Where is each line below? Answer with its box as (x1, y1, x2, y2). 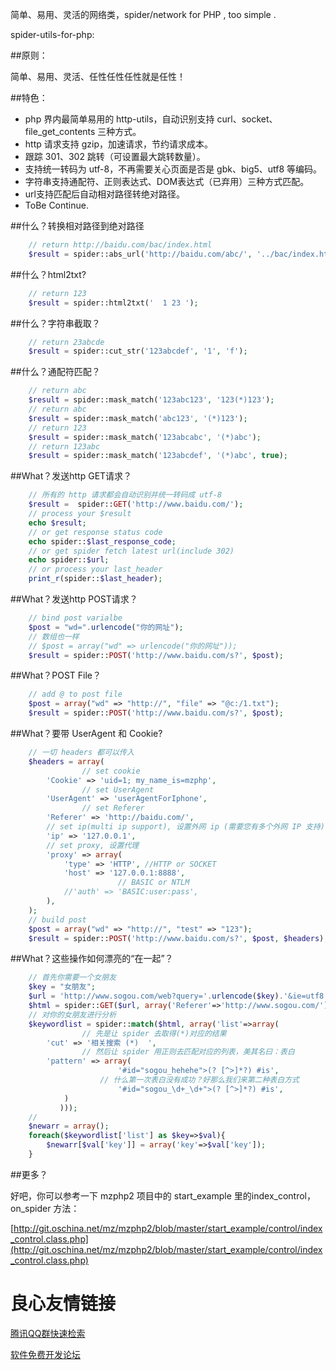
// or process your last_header (28, 564, 163, 575)
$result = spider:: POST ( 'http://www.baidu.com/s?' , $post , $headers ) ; (28, 933, 329, 943)
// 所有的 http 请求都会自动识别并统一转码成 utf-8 (28, 490, 223, 500)
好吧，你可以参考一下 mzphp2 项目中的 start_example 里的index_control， (10, 1189, 316, 1202)
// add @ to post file (28, 689, 123, 700)
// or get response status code (28, 527, 163, 537)
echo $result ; (28, 518, 87, 528)
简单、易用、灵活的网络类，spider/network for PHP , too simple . (10, 9, 277, 20)
